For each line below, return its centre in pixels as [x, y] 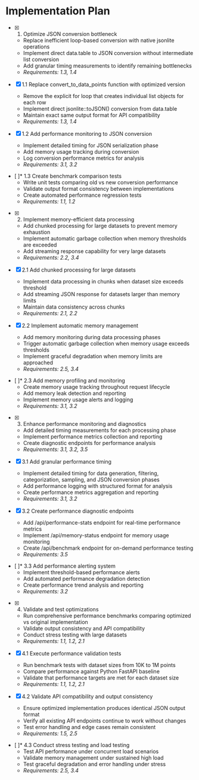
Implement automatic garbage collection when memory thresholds [105, 238]
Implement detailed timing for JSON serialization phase [91, 145]
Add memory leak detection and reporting [74, 393]
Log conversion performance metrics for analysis [83, 158]
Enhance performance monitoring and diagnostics [85, 423]
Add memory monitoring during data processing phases [92, 337]
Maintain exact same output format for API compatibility [91, 115]
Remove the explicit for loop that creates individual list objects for [103, 96]
